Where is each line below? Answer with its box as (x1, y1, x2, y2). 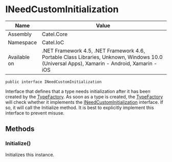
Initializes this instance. (5, 151, 55, 157)
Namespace (8, 39, 37, 46)
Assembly (8, 31, 32, 38)
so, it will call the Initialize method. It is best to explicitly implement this (5, 104, 155, 111)
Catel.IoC (41, 39, 64, 46)
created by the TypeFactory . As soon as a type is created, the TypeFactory (5, 93, 163, 100)
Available (8, 53, 30, 61)
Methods (5, 125, 35, 133)
